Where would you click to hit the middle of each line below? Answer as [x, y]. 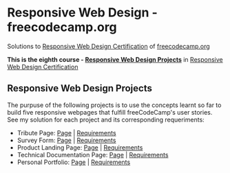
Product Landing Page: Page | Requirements [80, 147]
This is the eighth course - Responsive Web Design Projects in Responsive [115, 59]
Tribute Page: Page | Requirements [66, 132]
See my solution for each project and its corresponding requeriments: [106, 119]
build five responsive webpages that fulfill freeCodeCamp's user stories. [110, 112]
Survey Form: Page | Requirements [66, 140]
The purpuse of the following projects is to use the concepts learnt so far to [114, 105]
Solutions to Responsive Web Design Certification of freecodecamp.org [108, 46]
